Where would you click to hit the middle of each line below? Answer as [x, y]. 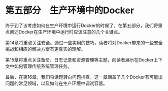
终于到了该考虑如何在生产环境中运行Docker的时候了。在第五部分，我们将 [82, 25]
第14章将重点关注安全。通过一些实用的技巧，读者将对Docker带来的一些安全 [84, 42]
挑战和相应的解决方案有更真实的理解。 [45, 49]
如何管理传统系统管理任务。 [43, 66]
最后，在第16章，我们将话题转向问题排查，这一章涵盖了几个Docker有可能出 [84, 77]
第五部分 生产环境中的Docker [70, 10]
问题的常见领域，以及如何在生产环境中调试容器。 [56, 83]
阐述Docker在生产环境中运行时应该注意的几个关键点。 [66, 32]
